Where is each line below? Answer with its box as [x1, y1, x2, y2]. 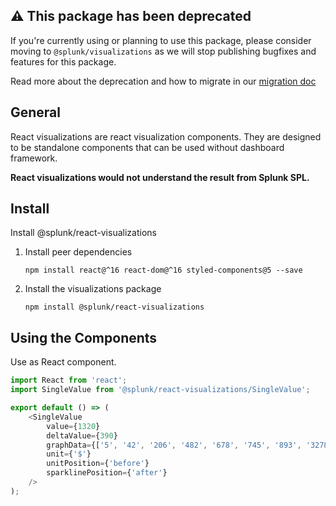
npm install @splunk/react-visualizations [24, 302, 205, 313]
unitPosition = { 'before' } [46, 459, 150, 469]
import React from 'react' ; [10, 375, 128, 386]
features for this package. [10, 55, 117, 68]
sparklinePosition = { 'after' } [46, 468, 168, 478]
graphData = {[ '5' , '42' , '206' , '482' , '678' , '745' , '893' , [46, 440, 302, 450]
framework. [10, 152, 58, 164]
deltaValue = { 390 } [46, 430, 118, 441]
